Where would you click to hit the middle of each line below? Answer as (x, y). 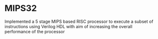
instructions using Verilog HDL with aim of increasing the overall (69, 26)
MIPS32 (21, 8)
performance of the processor (35, 31)
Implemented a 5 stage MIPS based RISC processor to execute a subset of (79, 21)
